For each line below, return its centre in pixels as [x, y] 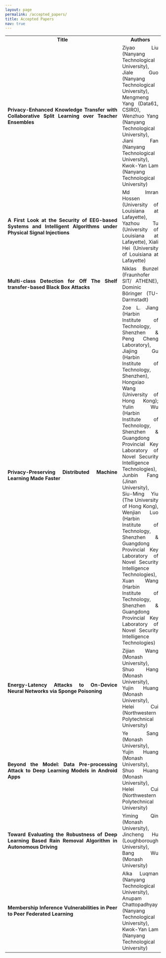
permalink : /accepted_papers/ [36, 14]
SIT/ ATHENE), [140, 281]
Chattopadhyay [140, 905]
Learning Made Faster [34, 479]
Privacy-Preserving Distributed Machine [62, 472]
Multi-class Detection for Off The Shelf [62, 281]
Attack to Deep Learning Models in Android [62, 771]
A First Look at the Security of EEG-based [62, 220]
